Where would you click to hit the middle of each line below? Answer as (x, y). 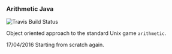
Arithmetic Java (30, 9)
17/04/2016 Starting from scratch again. (55, 45)
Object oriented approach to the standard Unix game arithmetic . (86, 33)
